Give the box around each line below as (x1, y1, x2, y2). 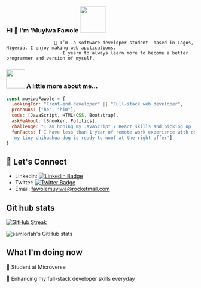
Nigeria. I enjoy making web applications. (6, 45, 117, 51)
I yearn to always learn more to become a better (62, 50, 188, 56)
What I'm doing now (6, 247, 83, 257)
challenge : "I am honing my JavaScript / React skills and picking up (11, 123, 191, 129)
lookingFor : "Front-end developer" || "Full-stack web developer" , (11, 101, 184, 107)
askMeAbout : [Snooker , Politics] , (11, 118, 98, 124)
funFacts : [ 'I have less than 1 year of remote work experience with (11, 129, 188, 135)
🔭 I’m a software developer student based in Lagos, (54, 40, 194, 46)
